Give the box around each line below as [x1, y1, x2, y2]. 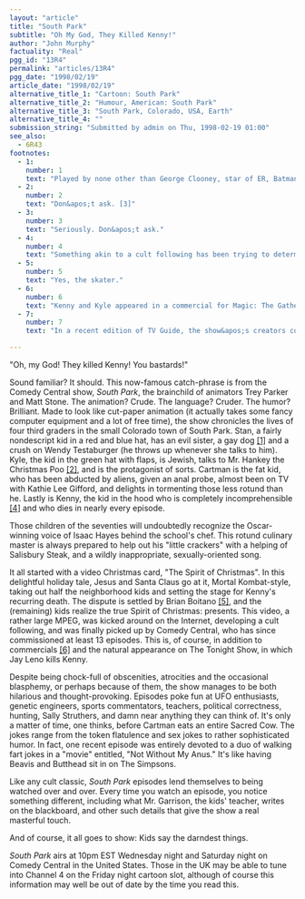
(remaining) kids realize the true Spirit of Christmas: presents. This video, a [9, 606, 290, 616]
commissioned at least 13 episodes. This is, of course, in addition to [9, 634, 263, 645]
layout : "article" [9, 13, 79, 23]
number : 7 [25, 318, 64, 328]
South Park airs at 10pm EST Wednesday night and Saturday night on [9, 850, 268, 861]
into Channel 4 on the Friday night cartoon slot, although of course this [9, 870, 275, 880]
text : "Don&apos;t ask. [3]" [25, 199, 136, 209]
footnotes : [9, 148, 51, 157]
